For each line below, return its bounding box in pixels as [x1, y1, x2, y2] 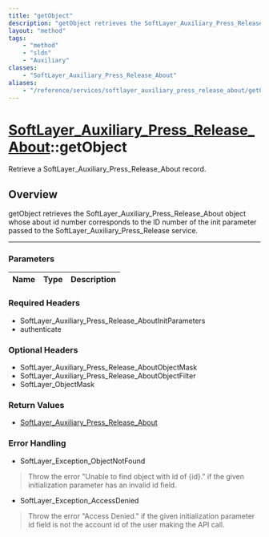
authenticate [19, 324, 62, 333]
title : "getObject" [8, 11, 74, 20]
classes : [8, 64, 38, 72]
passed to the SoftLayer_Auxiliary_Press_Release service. [8, 226, 199, 236]
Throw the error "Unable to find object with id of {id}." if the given [27, 471, 245, 481]
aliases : [8, 79, 38, 87]
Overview [8, 188, 58, 201]
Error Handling [8, 438, 66, 449]
